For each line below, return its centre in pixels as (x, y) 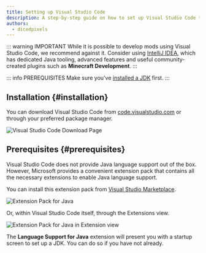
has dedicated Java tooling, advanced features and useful (80, 59)
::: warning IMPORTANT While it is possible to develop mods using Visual (98, 47)
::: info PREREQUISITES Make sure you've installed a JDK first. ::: (88, 78)
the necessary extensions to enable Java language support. (82, 177)
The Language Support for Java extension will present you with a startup (99, 236)
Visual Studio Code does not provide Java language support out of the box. (102, 164)
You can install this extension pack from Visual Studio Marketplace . (91, 189)
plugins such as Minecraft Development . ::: (82, 66)
